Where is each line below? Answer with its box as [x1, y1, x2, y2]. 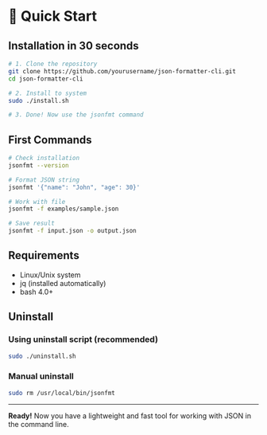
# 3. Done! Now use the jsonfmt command [8, 111, 145, 119]
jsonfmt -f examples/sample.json [8, 205, 119, 214]
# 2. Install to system [8, 89, 87, 97]
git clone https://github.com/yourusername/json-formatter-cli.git [8, 67, 237, 75]
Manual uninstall [8, 370, 74, 382]
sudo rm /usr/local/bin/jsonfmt [8, 389, 115, 397]
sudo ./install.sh [8, 96, 69, 104]
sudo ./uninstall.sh [8, 352, 77, 360]
